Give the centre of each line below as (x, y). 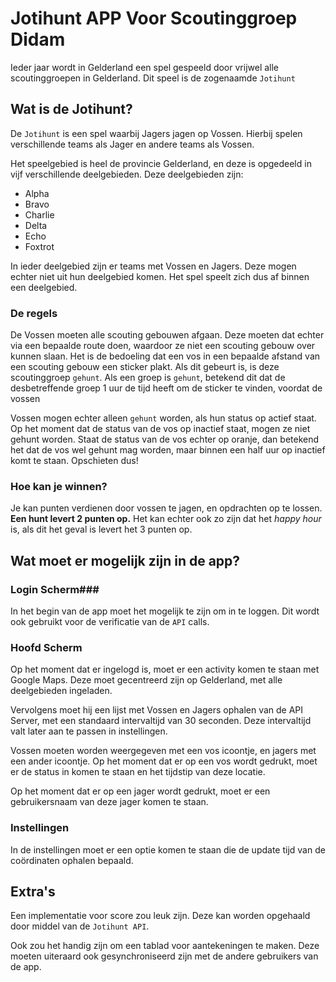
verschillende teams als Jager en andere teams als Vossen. (132, 144)
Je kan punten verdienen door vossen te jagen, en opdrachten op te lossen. (166, 508)
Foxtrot (39, 246)
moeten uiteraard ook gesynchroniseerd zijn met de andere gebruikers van (164, 956)
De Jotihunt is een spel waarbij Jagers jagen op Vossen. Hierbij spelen (156, 133)
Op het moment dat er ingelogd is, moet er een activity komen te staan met (165, 669)
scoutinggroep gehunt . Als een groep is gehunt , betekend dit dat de (148, 378)
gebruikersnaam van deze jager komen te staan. (109, 802)
